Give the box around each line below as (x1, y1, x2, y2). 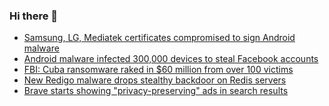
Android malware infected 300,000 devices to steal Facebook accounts (23, 53, 319, 65)
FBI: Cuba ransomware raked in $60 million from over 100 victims (23, 64, 294, 76)
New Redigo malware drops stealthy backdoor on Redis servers (23, 74, 287, 86)
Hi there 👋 (9, 9, 59, 23)
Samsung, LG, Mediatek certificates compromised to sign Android (23, 32, 296, 44)
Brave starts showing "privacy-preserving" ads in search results (23, 85, 289, 97)
